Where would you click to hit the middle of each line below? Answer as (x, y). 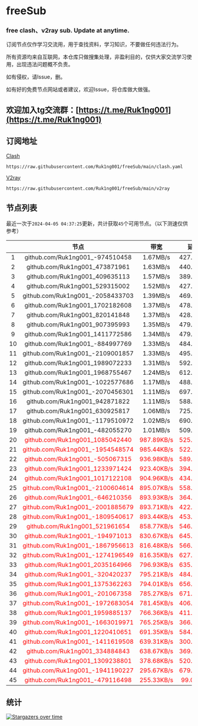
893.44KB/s (156, 517)
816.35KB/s (156, 555)
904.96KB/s (156, 478)
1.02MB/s (156, 420)
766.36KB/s (156, 612)
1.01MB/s (156, 430)
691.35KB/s (156, 632)
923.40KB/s (156, 468)
